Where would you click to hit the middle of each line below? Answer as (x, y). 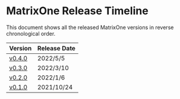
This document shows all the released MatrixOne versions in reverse (90, 27)
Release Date (57, 48)
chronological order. (31, 33)
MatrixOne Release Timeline (77, 11)
